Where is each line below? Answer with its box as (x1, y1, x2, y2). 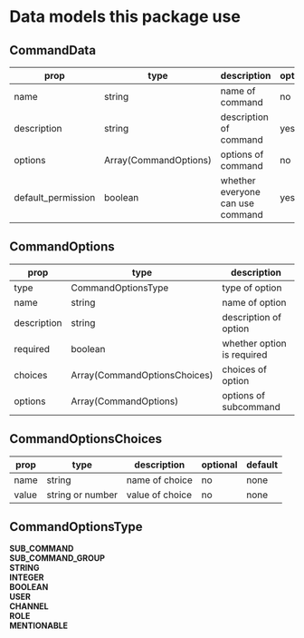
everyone (220, 186, 261, 198)
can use (220, 197, 255, 210)
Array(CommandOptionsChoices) (71, 368, 214, 381)
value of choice (126, 488, 193, 501)
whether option (222, 337, 287, 349)
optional (201, 458, 238, 471)
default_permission (14, 191, 96, 203)
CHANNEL (9, 601, 50, 612)
